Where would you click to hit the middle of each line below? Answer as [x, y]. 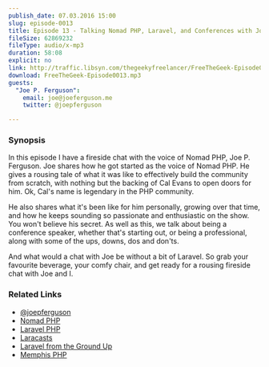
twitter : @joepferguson [62, 105]
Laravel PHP [40, 329]
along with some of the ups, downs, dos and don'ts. [94, 241]
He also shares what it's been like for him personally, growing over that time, [134, 207]
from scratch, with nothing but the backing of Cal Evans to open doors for [130, 183]
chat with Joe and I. [41, 274]
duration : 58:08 [35, 53]
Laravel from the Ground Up [66, 346]
